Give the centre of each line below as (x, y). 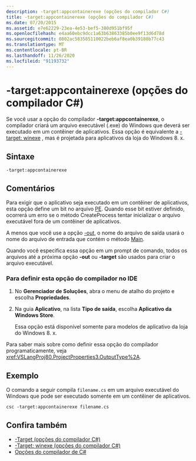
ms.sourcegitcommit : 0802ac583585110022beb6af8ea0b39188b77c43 (85, 39)
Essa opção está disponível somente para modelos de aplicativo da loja (101, 327)
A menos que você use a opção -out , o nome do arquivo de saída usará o (95, 233)
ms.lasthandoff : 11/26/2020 (41, 56)
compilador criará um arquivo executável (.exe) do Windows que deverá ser (98, 125)
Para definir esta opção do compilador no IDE (72, 278)
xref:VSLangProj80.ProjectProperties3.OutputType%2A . (74, 357)
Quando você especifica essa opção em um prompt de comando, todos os (97, 251)
